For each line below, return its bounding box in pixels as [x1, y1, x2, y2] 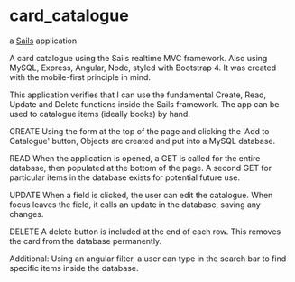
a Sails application [9, 35, 78, 46]
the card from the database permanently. [9, 235, 162, 246]
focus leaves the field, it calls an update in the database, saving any [9, 199, 262, 210]
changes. [9, 208, 44, 219]
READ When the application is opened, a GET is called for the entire [9, 152, 261, 163]
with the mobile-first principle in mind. [9, 71, 152, 82]
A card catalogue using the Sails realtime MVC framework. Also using [9, 52, 268, 63]
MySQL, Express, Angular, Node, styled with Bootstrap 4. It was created [9, 62, 277, 73]
